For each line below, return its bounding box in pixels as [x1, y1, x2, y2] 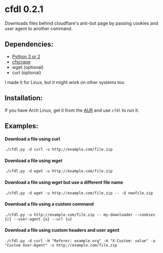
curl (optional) [12, 69, 41, 75]
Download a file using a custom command [5, 201, 94, 207]
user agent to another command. [5, 25, 73, 31]
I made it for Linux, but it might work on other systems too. [5, 79, 126, 85]
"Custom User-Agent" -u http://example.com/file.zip [5, 242, 117, 247]
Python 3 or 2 [12, 53, 41, 59]
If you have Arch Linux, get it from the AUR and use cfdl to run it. [5, 107, 139, 113]
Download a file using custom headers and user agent [5, 227, 120, 233]
